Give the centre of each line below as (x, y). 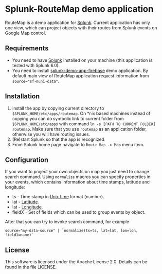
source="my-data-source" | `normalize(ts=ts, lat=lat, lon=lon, (72, 231)
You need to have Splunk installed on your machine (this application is (82, 60)
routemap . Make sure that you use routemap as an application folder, (79, 129)
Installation (22, 96)
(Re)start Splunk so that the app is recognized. (59, 139)
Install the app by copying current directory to (58, 108)
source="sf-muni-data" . (36, 81)
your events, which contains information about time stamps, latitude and (77, 182)
